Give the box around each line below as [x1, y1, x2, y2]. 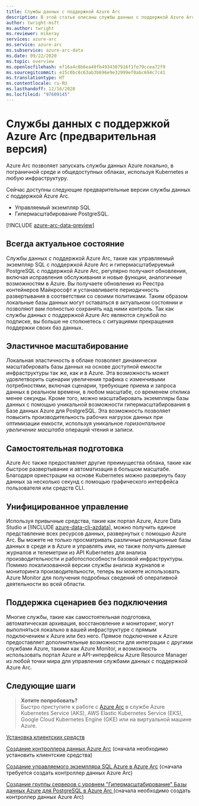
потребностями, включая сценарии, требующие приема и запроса [6, 382, 176, 389]
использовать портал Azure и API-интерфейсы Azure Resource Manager [6, 651, 188, 658]
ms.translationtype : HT [6, 75, 65, 81]
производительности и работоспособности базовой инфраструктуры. [6, 555, 184, 562]
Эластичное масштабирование [6, 341, 129, 351]
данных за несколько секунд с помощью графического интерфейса [6, 478, 179, 485]
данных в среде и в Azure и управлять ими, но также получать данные [6, 542, 186, 550]
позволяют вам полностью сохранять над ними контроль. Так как [6, 305, 174, 312]
